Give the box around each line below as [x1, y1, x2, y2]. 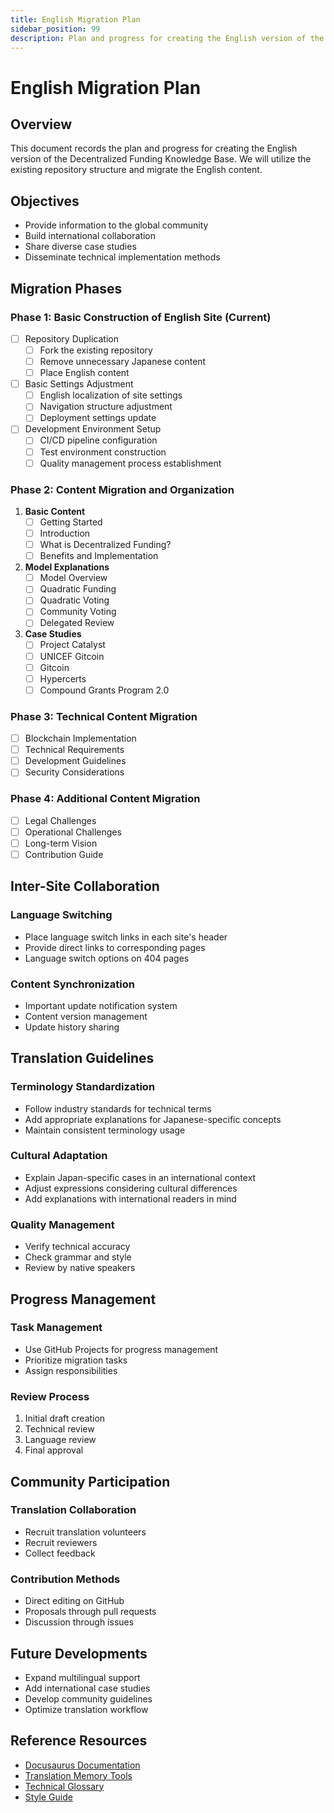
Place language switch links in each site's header [24, 931, 228, 943]
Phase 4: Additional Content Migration [10, 792, 201, 806]
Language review [24, 1434, 97, 1446]
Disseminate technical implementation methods [24, 251, 221, 263]
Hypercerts [39, 672, 87, 685]
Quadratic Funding [39, 583, 117, 595]
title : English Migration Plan [10, 14, 141, 25]
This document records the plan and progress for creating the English [10, 142, 298, 155]
